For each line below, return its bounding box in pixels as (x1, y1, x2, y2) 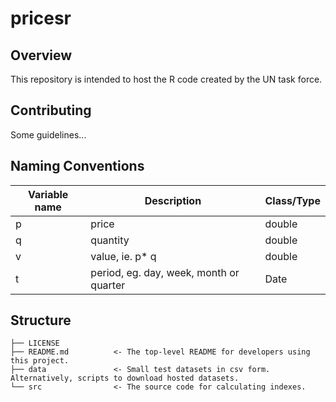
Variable (27, 187, 69, 201)
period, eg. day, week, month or (90, 265, 240, 279)
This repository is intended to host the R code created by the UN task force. (10, 73, 323, 85)
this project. (10, 356, 70, 366)
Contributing (10, 102, 92, 119)
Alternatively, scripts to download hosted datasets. (10, 373, 240, 384)
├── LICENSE (10, 338, 60, 349)
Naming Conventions (10, 158, 145, 175)
